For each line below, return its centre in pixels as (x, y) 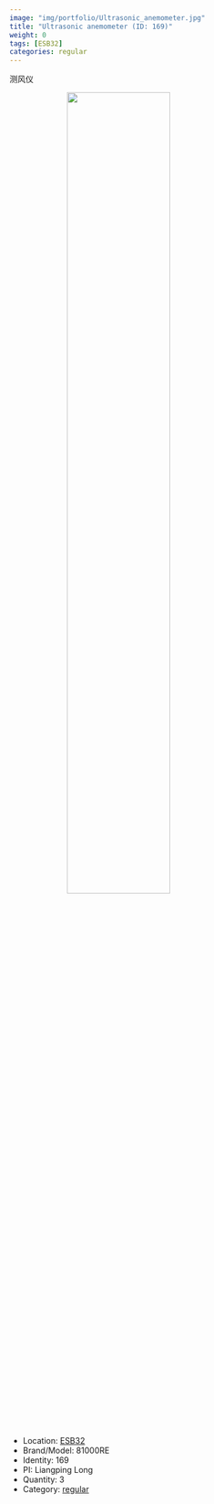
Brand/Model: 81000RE (66, 1451)
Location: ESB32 (54, 1441)
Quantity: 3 (44, 1479)
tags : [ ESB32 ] (36, 43)
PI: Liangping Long (58, 1470)
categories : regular (49, 52)
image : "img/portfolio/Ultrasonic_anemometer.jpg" (107, 18)
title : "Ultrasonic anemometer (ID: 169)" (91, 26)
